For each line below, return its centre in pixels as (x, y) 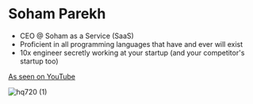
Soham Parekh (57, 14)
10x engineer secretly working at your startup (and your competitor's (132, 52)
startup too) (39, 61)
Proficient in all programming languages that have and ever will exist (131, 44)
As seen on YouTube (42, 76)
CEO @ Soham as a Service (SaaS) (77, 36)
